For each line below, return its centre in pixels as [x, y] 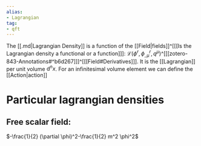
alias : [15, 12]
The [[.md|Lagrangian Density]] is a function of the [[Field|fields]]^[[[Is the [99, 46]
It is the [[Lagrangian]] [167, 61]
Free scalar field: [39, 122]
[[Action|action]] [27, 75]
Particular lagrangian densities [85, 100]
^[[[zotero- [174, 53]
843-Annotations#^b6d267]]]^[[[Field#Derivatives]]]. [72, 61]
